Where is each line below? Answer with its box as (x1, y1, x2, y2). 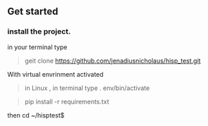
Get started (7, 6, 59, 18)
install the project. (7, 27, 71, 37)
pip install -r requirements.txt (24, 97, 109, 106)
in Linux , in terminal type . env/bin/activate (24, 84, 150, 92)
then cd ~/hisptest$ (7, 111, 65, 119)
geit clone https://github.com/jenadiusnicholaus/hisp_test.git (24, 56, 201, 65)
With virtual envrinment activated (7, 70, 104, 78)
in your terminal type (7, 42, 68, 51)
